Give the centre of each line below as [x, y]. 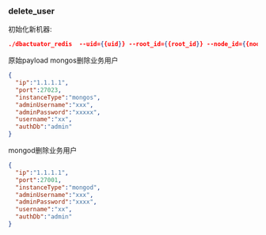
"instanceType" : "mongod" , [58, 188]
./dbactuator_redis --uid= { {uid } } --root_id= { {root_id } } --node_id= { [127, 44]
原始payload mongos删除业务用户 [63, 60]
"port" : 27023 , [38, 90]
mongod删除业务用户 [43, 150]
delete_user [32, 11]
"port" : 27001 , [38, 180]
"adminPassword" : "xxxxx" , [58, 112]
